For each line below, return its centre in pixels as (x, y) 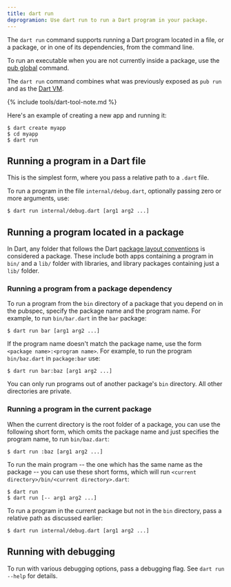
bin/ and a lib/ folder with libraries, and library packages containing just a (113, 264)
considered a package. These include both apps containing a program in (110, 256)
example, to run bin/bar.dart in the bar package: (77, 318)
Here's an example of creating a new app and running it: (87, 115)
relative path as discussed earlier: (55, 518)
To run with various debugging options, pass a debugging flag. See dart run (116, 568)
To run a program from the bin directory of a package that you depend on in (115, 304)
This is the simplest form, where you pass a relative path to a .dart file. (108, 177)
